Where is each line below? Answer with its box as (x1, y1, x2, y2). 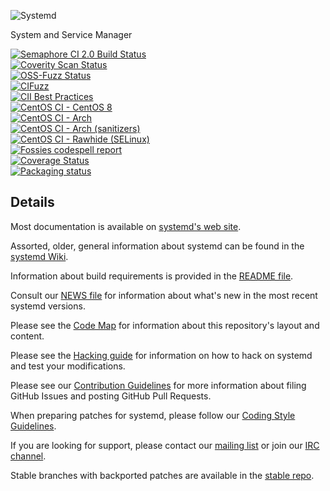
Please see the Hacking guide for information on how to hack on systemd (10, 349, 313, 361)
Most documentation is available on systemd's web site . (10, 220, 242, 232)
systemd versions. (10, 300, 86, 312)
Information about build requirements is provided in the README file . (10, 270, 294, 282)
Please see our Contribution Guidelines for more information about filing (10, 379, 307, 391)
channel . (10, 450, 47, 462)
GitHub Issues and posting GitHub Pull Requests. (10, 390, 212, 402)
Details (10, 194, 55, 211)
